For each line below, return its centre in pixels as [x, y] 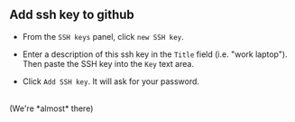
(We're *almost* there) [51, 108]
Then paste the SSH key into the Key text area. [108, 63]
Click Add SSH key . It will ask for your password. [111, 81]
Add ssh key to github [72, 15]
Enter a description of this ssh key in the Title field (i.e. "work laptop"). [155, 54]
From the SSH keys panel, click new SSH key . [103, 36]
